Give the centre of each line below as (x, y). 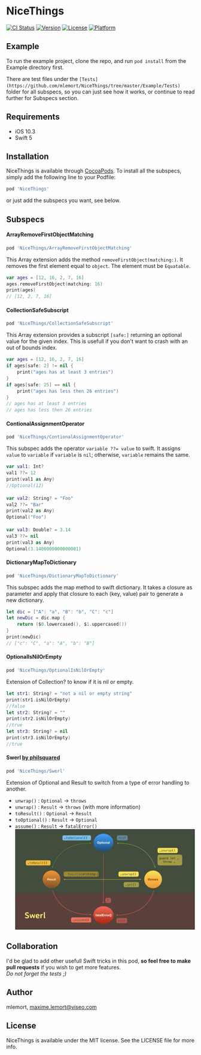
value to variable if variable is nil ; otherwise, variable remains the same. (98, 455)
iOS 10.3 (25, 131)
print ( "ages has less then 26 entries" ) (68, 391)
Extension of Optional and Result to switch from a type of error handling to (98, 782)
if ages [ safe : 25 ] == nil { (41, 385)
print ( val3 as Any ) (31, 542)
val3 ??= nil (22, 536)
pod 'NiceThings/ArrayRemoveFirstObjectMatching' (69, 248)
